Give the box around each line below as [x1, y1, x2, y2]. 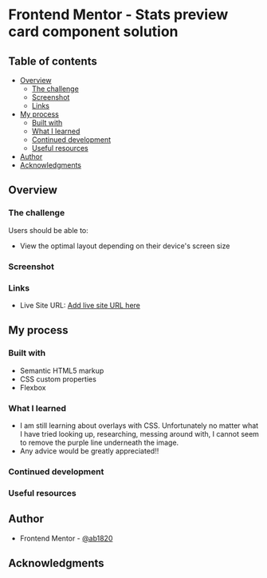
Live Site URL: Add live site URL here [19, 300, 141, 310]
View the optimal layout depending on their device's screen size [19, 241, 230, 251]
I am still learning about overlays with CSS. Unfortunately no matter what [19, 421, 259, 430]
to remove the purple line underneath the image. [19, 437, 179, 447]
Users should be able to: [8, 225, 89, 235]
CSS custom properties [19, 374, 97, 384]
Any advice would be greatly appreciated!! [19, 445, 159, 456]
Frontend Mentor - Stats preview [8, 6, 229, 24]
